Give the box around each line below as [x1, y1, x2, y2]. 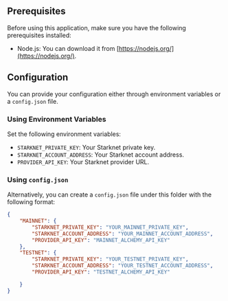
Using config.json [7, 175, 69, 184]
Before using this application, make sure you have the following [7, 23, 187, 32]
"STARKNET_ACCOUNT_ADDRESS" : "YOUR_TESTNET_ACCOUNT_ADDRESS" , [32, 263, 214, 269]
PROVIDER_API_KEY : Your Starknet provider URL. [16, 157, 150, 166]
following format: [7, 198, 56, 206]
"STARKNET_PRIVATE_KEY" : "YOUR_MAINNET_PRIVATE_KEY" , [32, 223, 189, 231]
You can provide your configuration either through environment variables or [7, 89, 221, 98]
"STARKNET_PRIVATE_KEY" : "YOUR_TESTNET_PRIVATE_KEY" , [32, 256, 189, 263]
